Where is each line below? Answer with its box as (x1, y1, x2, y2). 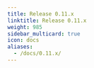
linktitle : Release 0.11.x (7, 17, 87, 24)
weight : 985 (7, 23, 42, 30)
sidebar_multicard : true (7, 30, 81, 38)
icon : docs (7, 37, 40, 44)
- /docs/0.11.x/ (13, 50, 61, 57)
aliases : (7, 43, 33, 50)
